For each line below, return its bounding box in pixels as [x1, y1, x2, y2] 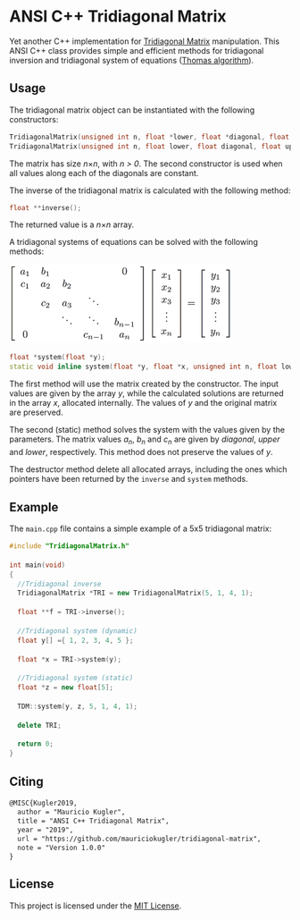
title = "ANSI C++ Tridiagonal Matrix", [17, 816, 170, 825]
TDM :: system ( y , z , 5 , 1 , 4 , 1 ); [17, 702, 138, 711]
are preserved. [9, 407, 64, 418]
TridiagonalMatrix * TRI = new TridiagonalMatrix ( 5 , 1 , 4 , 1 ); [17, 588, 254, 598]
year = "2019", [17, 825, 74, 834]
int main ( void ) [9, 561, 66, 570]
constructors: [9, 114, 59, 124]
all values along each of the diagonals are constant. [9, 167, 199, 178]
